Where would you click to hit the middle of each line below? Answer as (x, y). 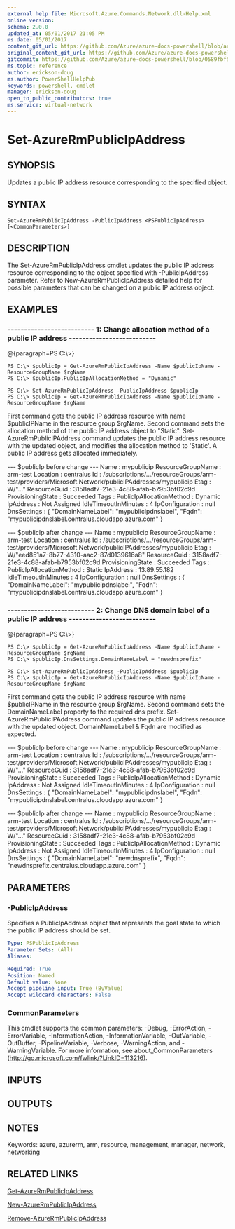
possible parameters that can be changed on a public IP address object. (111, 287)
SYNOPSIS (31, 165)
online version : (31, 20)
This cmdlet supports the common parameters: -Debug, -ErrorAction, (107, 1028)
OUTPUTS (30, 1104)
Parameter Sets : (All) (40, 950)
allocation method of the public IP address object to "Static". (94, 431)
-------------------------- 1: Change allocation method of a (108, 329)
